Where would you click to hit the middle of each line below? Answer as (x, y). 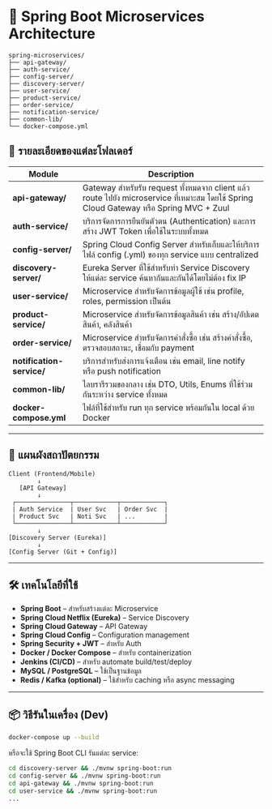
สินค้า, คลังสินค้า (107, 324)
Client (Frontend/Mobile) (52, 473)
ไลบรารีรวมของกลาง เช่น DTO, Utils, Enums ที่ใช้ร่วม (168, 384)
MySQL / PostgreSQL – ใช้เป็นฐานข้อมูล (81, 671)
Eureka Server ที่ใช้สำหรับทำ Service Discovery (166, 268)
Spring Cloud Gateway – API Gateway (84, 627)
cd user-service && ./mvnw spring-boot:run (83, 791)
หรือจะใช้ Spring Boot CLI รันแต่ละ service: (74, 753)
